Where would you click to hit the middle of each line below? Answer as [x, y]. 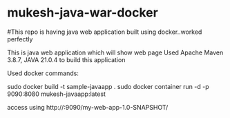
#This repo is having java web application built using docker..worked [105, 32]
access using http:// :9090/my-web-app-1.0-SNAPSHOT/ [88, 107]
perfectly [20, 39]
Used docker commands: [43, 73]
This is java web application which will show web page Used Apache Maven [115, 52]
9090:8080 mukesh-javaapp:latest [56, 94]
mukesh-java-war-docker [83, 13]
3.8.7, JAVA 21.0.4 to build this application [66, 59]
